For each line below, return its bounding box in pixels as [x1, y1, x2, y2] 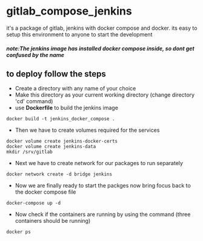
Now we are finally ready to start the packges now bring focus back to [15, 182, 191, 189]
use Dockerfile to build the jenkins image [15, 104, 118, 112]
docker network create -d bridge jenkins [6, 171, 113, 177]
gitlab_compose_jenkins [6, 4, 132, 18]
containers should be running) [15, 217, 91, 225]
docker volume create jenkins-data [6, 144, 96, 150]
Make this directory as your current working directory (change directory [15, 91, 195, 98]
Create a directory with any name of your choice [15, 85, 136, 92]
